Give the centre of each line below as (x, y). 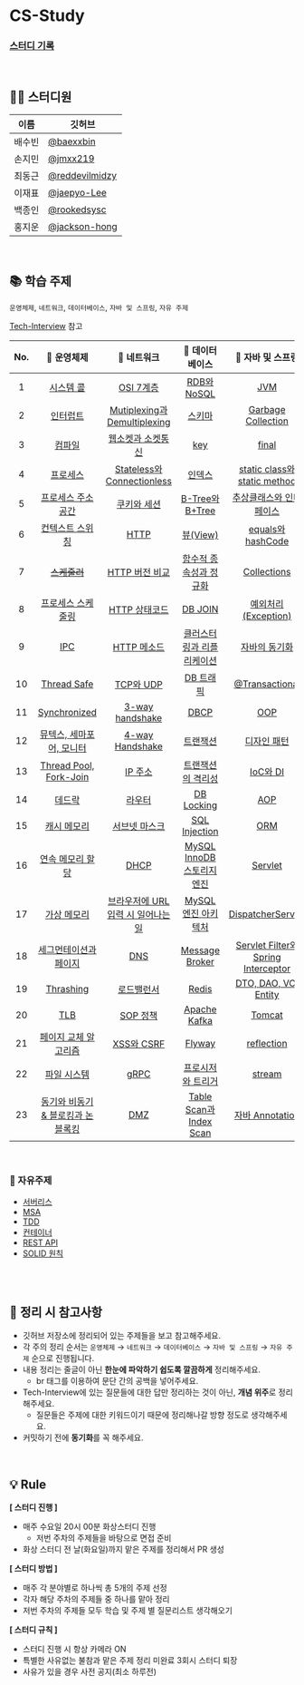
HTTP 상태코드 (138, 610)
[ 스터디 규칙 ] (33, 1630)
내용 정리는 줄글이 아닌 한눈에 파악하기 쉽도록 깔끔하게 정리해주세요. (141, 1369)
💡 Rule (28, 1484)
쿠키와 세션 (138, 504)
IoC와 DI (267, 772)
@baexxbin (72, 141)
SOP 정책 (139, 1016)
